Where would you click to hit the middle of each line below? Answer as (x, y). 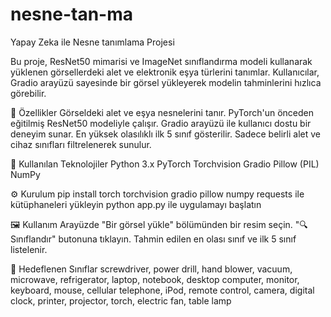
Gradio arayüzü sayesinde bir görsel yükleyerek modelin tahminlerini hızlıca (166, 82)
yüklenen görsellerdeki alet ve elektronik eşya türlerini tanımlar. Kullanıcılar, (165, 72)
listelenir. (29, 249)
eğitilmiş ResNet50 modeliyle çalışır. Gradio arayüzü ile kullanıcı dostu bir (161, 123)
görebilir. (28, 93)
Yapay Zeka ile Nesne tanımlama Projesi (92, 42)
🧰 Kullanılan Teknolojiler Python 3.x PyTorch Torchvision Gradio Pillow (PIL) (165, 164)
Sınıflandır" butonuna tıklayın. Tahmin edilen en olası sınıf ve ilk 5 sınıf (153, 239)
